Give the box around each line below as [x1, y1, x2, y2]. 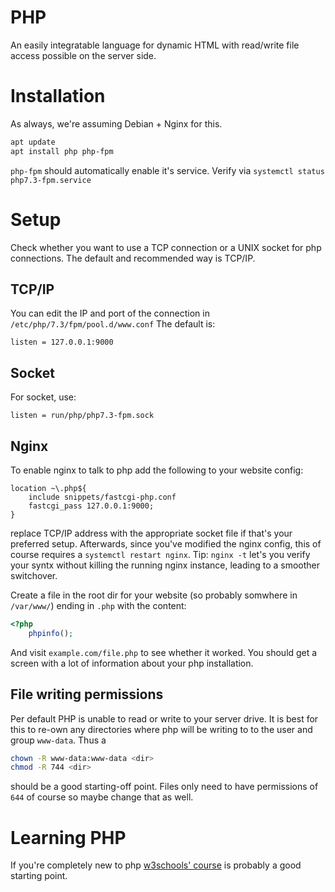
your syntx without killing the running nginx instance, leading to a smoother [10, 559, 321, 571]
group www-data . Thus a [10, 734, 107, 746]
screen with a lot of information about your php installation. [10, 657, 254, 669]
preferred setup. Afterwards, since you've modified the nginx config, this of [10, 538, 322, 550]
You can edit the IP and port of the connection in [10, 307, 210, 320]
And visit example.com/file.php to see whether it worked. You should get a [10, 646, 318, 658]
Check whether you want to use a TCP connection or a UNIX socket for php [10, 241, 322, 253]
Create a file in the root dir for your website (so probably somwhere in [10, 589, 298, 601]
